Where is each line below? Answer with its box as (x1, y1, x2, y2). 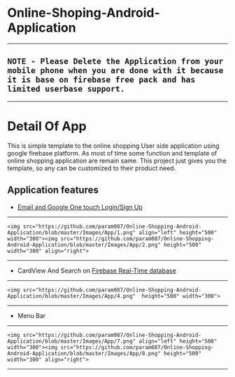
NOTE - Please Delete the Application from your (7, 56, 224, 67)
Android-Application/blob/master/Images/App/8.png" (7, 350, 161, 357)
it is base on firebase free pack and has (7, 75, 196, 85)
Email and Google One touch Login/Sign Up (17, 203, 143, 211)
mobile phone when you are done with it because (7, 65, 224, 76)
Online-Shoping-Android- (7, 5, 161, 21)
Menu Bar (17, 311, 46, 320)
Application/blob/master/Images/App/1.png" (7, 229, 136, 236)
